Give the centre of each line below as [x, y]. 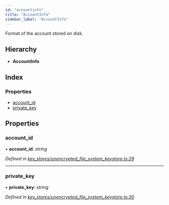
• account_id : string [26, 149]
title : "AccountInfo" [28, 15]
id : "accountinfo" [24, 10]
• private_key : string [27, 187]
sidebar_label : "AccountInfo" [37, 19]
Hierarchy [21, 49]
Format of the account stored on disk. [44, 34]
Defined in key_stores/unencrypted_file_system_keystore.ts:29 [70, 158]
